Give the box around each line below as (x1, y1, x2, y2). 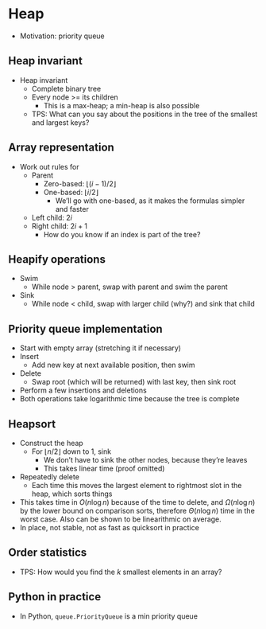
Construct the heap (19, 439, 83, 447)
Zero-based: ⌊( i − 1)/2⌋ (43, 178, 117, 188)
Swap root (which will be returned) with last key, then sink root (31, 377, 237, 387)
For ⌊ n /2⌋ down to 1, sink (31, 447, 112, 456)
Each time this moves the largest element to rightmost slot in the (31, 481, 242, 490)
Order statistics (8, 546, 87, 560)
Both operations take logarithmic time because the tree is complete (19, 394, 240, 404)
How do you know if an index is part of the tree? (43, 229, 201, 239)
